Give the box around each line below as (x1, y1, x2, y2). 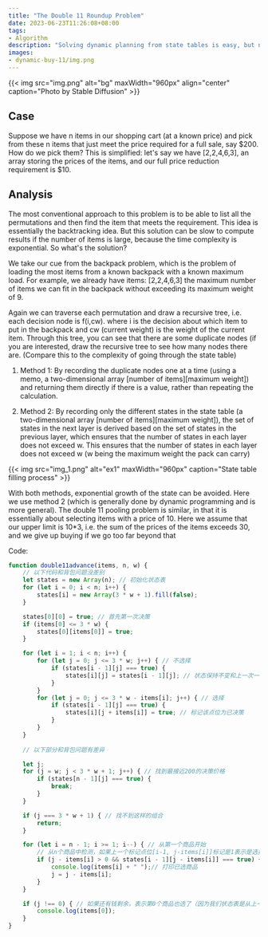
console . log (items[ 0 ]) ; (37, 907, 116, 915)
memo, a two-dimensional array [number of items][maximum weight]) (19, 374, 250, 384)
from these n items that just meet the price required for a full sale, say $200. (8, 139, 259, 148)
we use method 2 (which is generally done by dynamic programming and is (8, 496, 256, 506)
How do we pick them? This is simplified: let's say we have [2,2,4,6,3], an (8, 148, 250, 157)
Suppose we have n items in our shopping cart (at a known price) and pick (8, 131, 253, 140)
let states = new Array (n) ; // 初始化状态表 (22, 576, 166, 585)
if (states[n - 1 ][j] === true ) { (37, 775, 152, 783)
